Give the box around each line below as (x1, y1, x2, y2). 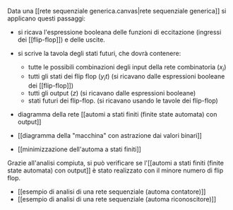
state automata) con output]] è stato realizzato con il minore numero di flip (7, 166, 224, 175)
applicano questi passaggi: (7, 14, 86, 23)
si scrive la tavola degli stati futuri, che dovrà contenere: (17, 49, 181, 57)
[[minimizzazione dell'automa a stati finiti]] (17, 145, 141, 153)
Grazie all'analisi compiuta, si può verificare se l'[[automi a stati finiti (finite (7, 158, 225, 167)
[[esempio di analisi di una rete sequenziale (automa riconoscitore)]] (17, 194, 217, 203)
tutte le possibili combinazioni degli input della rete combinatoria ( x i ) (28, 63, 227, 73)
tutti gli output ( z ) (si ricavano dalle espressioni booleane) (28, 88, 196, 97)
